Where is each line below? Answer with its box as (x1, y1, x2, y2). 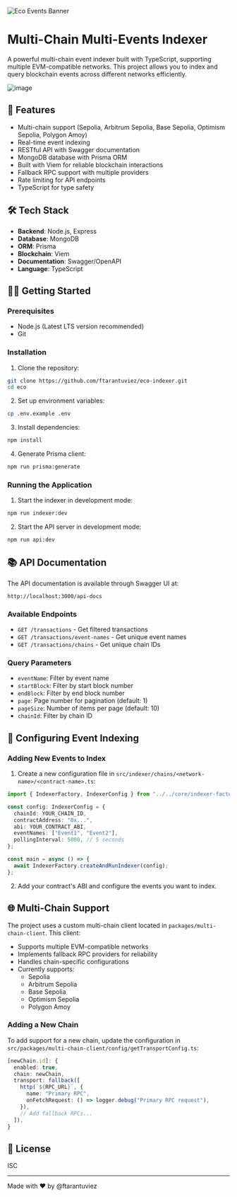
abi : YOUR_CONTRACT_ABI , (13, 823, 87, 830)
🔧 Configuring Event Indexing (7, 732, 140, 744)
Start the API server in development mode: (17, 522, 142, 531)
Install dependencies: (17, 423, 80, 432)
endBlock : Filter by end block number (17, 689, 125, 697)
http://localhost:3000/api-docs (7, 592, 102, 600)
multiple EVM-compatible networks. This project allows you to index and (7, 62, 218, 71)
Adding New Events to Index (7, 753, 107, 763)
